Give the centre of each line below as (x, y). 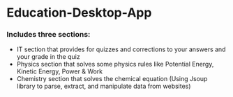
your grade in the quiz (48, 57)
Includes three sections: (48, 35)
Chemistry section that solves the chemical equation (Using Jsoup (112, 79)
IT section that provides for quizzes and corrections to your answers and (121, 49)
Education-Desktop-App (79, 13)
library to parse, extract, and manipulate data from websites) (104, 86)
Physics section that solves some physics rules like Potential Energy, (115, 64)
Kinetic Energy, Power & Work (60, 71)
